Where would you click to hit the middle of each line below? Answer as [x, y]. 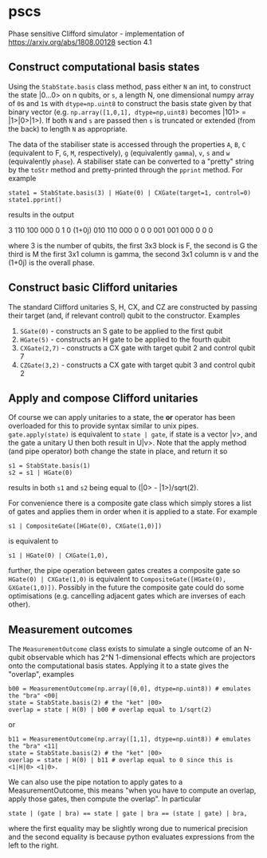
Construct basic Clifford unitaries [93, 288]
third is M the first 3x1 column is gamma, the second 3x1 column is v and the [133, 254]
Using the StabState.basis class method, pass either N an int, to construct [130, 86]
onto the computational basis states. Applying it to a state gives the [119, 666]
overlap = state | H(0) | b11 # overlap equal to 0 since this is [121, 761]
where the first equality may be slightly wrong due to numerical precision [128, 828]
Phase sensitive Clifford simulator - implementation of [96, 34]
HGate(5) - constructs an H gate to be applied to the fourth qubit [125, 339]
